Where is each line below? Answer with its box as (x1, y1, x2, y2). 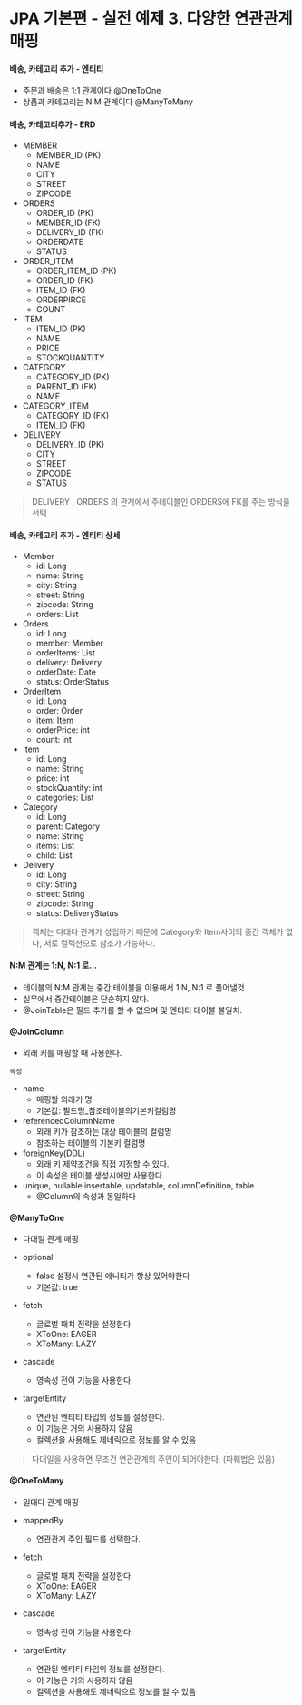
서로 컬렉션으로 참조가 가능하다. (44, 937, 156, 949)
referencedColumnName (22, 1116, 115, 1127)
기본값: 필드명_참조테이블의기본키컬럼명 (35, 1105, 177, 1117)
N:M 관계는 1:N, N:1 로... (9, 960, 98, 971)
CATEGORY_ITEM (22, 400, 89, 411)
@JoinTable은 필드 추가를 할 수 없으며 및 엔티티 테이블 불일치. (22, 1005, 243, 1015)
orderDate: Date (35, 666, 97, 677)
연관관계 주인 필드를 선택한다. (35, 1533, 141, 1544)
